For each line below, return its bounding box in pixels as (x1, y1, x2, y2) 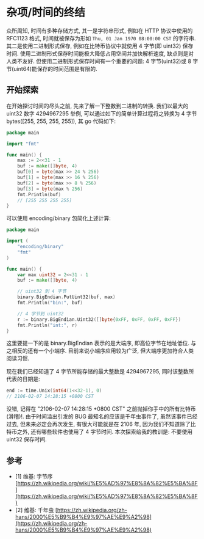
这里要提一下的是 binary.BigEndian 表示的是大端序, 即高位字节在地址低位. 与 (6, 340, 197, 347)
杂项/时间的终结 (6, 5, 85, 20)
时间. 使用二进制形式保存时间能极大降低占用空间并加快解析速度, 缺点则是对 (6, 50, 194, 57)
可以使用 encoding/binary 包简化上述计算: (6, 215, 111, 222)
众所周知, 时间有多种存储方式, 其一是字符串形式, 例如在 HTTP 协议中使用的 (6, 27, 193, 34)
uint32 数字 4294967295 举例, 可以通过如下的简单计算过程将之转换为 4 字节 (6, 109, 197, 117)
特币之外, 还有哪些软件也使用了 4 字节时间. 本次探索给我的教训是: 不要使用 (6, 428, 193, 436)
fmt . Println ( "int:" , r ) (17, 322, 78, 328)
